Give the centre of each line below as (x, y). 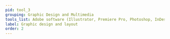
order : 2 (14, 29)
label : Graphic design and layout (42, 24)
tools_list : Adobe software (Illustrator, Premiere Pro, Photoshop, (79, 19)
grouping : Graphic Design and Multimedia (50, 15)
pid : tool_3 (18, 10)
